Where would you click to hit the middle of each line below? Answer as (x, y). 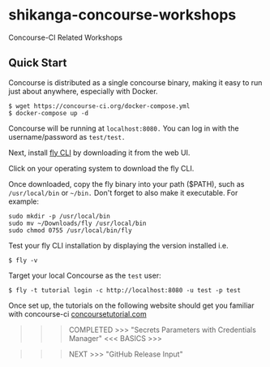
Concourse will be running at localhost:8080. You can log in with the (124, 128)
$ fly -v (23, 260)
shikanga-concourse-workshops (122, 15)
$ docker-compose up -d (49, 113)
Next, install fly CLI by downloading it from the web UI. (99, 153)
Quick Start (38, 63)
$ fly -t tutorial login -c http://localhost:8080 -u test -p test (125, 290)
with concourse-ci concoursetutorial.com (78, 313)
